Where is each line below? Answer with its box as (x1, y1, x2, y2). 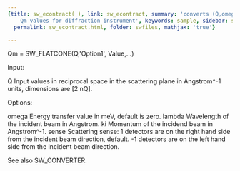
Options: (7, 98, 33, 107)
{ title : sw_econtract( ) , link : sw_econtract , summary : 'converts (7, 10, 209, 18)
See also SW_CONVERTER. (7, 156, 87, 165)
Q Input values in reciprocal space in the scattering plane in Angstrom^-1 (7, 77, 221, 85)
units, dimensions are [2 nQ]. (7, 85, 93, 93)
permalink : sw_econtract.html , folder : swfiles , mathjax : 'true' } (14, 24, 216, 31)
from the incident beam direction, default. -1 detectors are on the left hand (7, 135, 226, 143)
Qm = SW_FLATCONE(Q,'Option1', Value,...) (7, 49, 134, 58)
